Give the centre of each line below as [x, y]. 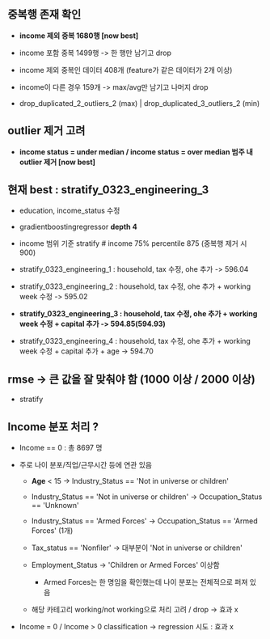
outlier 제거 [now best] [57, 162]
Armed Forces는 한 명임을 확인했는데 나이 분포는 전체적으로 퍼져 [146, 582]
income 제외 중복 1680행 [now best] [79, 36]
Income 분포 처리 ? [53, 427]
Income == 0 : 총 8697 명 [61, 448]
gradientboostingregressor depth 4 [78, 227]
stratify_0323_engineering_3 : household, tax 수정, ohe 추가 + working [138, 314]
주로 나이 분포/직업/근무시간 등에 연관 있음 [86, 465]
